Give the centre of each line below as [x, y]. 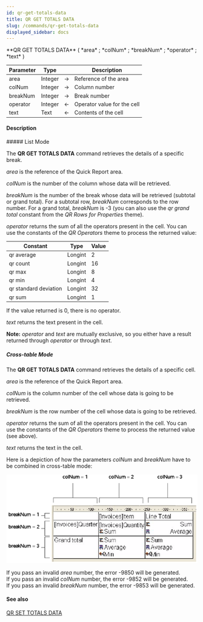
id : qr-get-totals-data [36, 13]
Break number [92, 96]
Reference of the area [101, 79]
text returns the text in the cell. [45, 448]
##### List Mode [28, 141]
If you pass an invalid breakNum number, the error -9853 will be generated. [101, 585]
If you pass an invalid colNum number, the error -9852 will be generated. [97, 579]
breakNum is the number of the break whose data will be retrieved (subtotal [101, 195]
